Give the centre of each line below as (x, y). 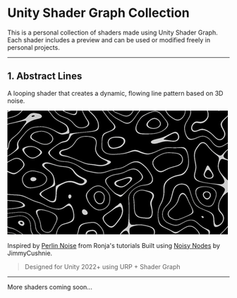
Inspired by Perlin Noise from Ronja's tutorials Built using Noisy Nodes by (114, 245)
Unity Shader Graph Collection (98, 13)
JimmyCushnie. (30, 253)
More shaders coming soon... (50, 287)
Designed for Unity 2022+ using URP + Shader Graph (102, 266)
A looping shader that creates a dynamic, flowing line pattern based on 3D (115, 93)
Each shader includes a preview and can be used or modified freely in (109, 39)
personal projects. (34, 47)
